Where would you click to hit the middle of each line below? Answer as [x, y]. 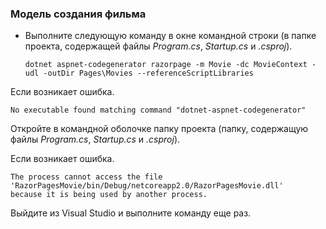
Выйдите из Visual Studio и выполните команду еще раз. [131, 213]
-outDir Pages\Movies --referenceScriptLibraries [148, 73]
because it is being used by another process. [109, 195]
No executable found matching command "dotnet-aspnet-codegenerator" [158, 110]
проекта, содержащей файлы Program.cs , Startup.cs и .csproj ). [158, 46]
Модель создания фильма [78, 14]
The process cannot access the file [86, 177]
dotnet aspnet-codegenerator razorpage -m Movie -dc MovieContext [166, 65]
